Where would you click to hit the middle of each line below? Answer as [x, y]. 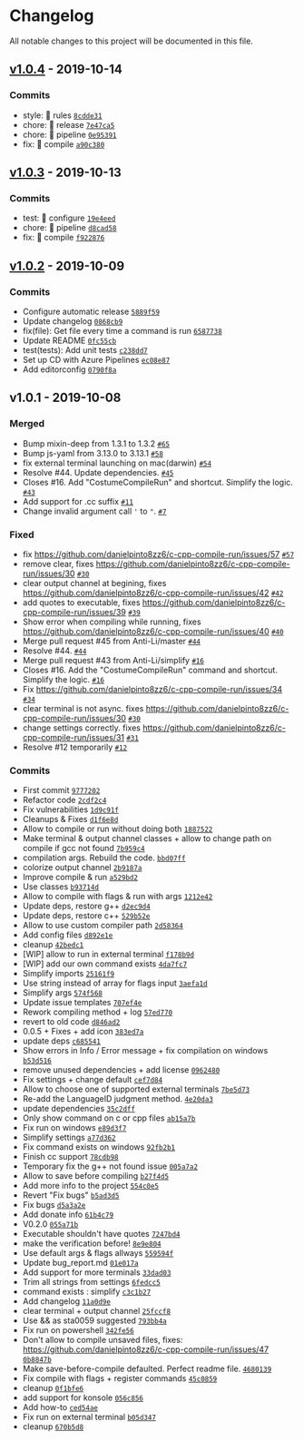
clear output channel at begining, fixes [94, 583]
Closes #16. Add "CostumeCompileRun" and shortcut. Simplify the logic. [157, 482]
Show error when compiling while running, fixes [112, 622]
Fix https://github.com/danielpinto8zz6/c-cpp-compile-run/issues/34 [152, 689]
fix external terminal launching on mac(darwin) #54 [117, 463]
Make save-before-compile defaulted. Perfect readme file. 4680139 [147, 1369]
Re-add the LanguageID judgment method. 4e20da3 [118, 1099]
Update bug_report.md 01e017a [80, 1263]
